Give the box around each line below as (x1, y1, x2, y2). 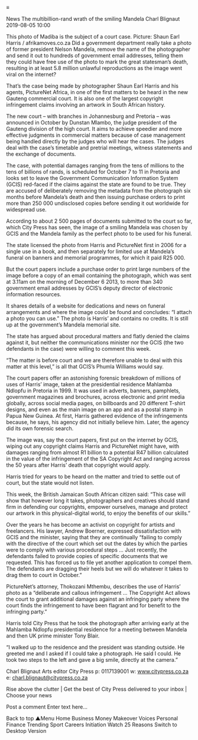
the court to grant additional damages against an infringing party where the (6, 595, 190, 603)
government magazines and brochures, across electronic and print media (6, 393, 185, 401)
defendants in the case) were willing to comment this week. (6, 345, 151, 352)
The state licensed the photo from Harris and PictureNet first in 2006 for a (6, 242, 187, 248)
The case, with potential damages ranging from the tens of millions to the (6, 162, 184, 169)
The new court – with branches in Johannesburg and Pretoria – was (6, 113, 171, 120)
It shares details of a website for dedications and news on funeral (6, 302, 165, 309)
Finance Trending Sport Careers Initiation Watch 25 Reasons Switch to (6, 721, 177, 728)
